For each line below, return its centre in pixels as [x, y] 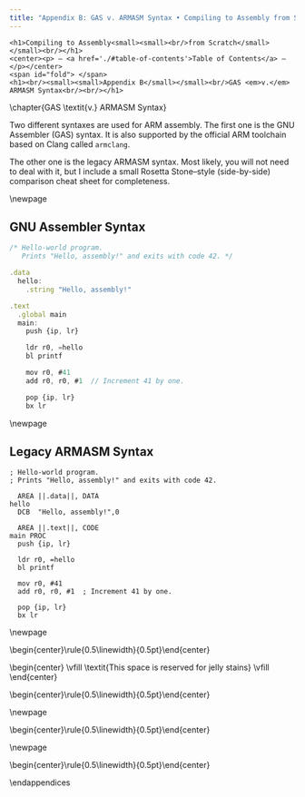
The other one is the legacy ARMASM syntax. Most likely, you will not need [149, 162]
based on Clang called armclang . [70, 144]
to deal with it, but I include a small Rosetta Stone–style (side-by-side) [140, 171]
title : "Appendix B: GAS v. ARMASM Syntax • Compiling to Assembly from [150, 18]
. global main [42, 314]
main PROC [28, 536]
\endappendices [40, 782]
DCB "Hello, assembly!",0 [69, 512]
